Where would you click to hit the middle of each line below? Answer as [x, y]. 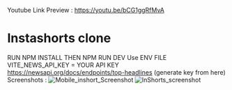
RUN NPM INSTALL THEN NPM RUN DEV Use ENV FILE [87, 57]
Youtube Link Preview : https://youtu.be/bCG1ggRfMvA [86, 10]
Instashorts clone [59, 38]
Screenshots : [27, 80]
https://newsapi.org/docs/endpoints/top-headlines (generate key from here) [117, 72]
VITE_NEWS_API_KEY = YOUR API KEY [63, 65]
